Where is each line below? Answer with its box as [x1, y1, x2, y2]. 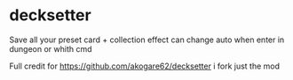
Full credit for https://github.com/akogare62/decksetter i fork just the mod [9, 61, 281, 71]
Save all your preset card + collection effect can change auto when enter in [9, 34, 285, 45]
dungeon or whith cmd [9, 43, 92, 54]
